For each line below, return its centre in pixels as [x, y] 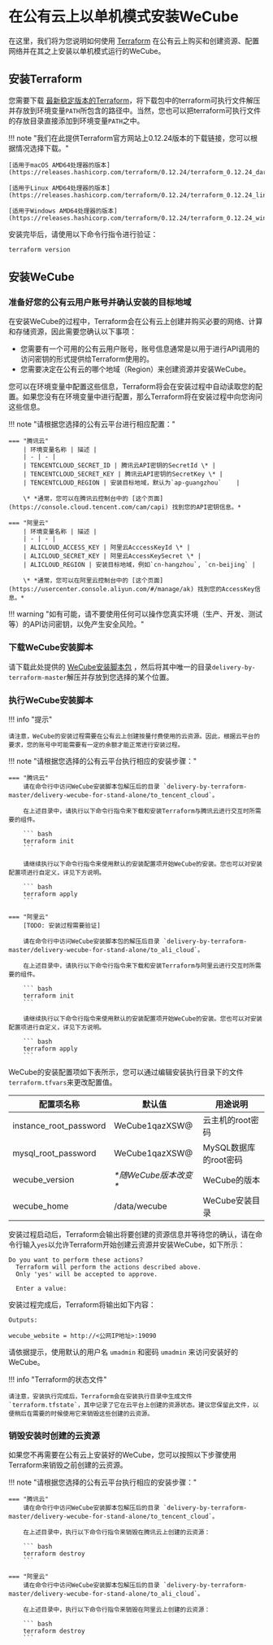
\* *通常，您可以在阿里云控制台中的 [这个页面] [93, 581]
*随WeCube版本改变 [153, 1175]
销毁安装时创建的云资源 [54, 1436]
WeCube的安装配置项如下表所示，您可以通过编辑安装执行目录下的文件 [126, 1072]
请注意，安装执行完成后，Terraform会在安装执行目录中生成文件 [100, 1396]
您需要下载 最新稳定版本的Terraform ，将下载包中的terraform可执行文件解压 [134, 100]
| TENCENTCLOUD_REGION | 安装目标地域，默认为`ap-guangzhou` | [132, 483]
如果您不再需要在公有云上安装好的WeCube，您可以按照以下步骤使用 [123, 1455]
